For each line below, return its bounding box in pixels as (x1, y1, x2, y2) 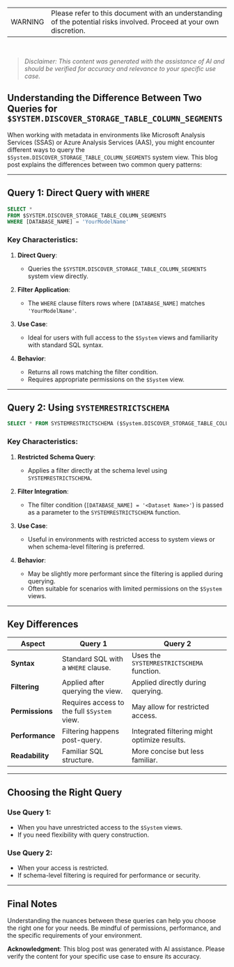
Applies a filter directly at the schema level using (27, 466, 167, 474)
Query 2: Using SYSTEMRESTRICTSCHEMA (7, 402, 170, 413)
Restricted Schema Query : (17, 452, 96, 461)
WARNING (10, 17, 45, 26)
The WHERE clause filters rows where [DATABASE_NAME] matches (27, 298, 205, 307)
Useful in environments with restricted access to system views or (27, 535, 215, 543)
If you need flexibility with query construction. (17, 830, 150, 839)
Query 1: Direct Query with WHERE (7, 187, 150, 199)
